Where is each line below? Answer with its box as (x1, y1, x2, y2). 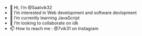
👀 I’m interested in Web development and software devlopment (9, 10, 137, 16)
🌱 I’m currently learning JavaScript (9, 15, 80, 20)
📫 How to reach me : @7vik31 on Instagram (9, 26, 99, 31)
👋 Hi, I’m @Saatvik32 (9, 5, 52, 10)
